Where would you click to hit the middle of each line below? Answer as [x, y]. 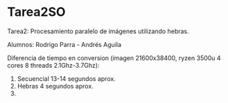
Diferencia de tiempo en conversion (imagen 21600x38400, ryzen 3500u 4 [114, 58]
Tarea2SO [36, 12]
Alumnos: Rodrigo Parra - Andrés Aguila [64, 44]
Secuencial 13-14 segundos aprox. [66, 78]
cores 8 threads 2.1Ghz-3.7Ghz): [53, 65]
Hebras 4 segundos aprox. [55, 86]
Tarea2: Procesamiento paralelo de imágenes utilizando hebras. [98, 31]
